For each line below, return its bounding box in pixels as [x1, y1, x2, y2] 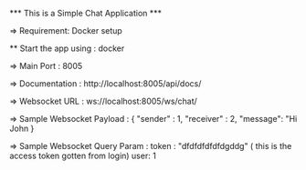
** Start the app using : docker [9, 43, 125, 54]
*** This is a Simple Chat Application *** [9, 8, 163, 18]
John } [9, 123, 35, 134]
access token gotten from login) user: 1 [9, 150, 157, 161]
